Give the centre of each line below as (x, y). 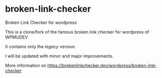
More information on (26, 65)
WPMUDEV (16, 37)
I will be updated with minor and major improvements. (59, 56)
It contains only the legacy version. (40, 46)
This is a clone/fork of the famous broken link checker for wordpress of (77, 32)
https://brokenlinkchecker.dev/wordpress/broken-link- (102, 65)
